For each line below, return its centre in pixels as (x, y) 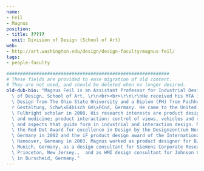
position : (19, 29)
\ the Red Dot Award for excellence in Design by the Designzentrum (100, 130)
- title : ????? (25, 35)
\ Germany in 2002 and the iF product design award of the (88, 136)
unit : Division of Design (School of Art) (66, 40)
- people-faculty (28, 62)
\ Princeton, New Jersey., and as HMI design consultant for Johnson (103, 152)
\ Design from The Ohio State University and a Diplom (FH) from (96, 102)
